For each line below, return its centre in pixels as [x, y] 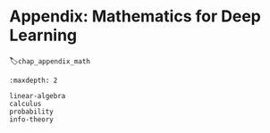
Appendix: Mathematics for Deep [135, 17]
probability [31, 112]
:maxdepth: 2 [34, 80]
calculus [25, 104]
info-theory [31, 119]
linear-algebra [38, 96]
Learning [43, 35]
